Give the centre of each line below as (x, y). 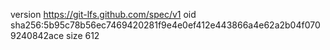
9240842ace (37, 35)
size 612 (83, 35)
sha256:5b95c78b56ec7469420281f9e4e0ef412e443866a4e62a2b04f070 (165, 25)
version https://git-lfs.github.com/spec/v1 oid (103, 14)
